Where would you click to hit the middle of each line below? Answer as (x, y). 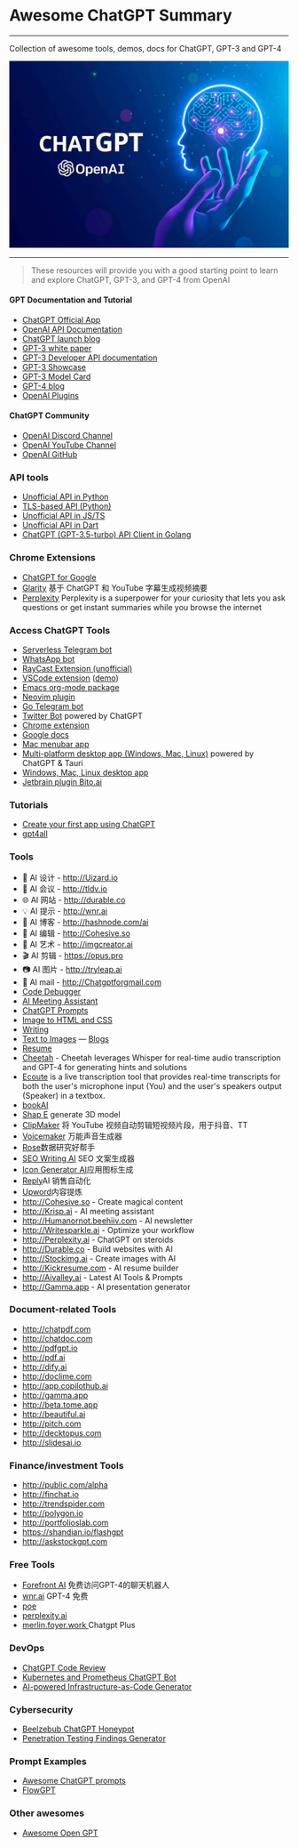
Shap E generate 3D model (71, 1114)
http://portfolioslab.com (65, 1523)
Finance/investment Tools (67, 1465)
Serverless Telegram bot (67, 649)
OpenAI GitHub (50, 455)
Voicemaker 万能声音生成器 (72, 1136)
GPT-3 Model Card (56, 376)
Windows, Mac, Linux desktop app (85, 772)
